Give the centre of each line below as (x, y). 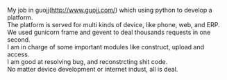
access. (18, 54)
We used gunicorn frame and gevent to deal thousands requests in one (109, 32)
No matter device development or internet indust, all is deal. (93, 69)
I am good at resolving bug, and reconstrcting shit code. (87, 62)
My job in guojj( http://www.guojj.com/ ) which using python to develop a (110, 10)
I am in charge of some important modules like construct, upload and (106, 47)
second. (19, 40)
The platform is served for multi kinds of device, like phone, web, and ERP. (113, 25)
